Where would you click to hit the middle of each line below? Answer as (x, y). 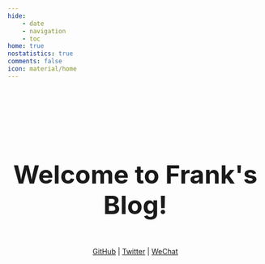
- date (33, 24)
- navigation (44, 31)
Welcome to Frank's (135, 174)
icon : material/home (43, 69)
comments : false (35, 62)
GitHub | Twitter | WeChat (135, 251)
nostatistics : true (41, 54)
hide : (17, 16)
